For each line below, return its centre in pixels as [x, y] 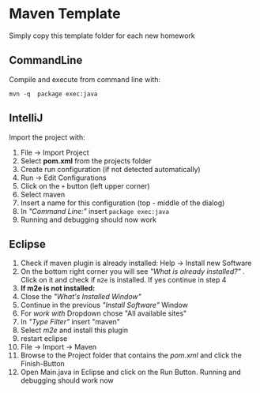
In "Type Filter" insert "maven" [70, 322]
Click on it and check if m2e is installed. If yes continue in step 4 [123, 280]
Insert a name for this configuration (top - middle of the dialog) [122, 203]
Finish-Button [43, 364]
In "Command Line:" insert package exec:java [94, 211]
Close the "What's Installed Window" [81, 297]
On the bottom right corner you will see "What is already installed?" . [133, 271]
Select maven [43, 194]
